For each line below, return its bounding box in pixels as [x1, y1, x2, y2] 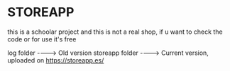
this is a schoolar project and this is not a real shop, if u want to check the [7, 27, 223, 36]
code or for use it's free [7, 34, 77, 43]
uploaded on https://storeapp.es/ [7, 56, 104, 64]
